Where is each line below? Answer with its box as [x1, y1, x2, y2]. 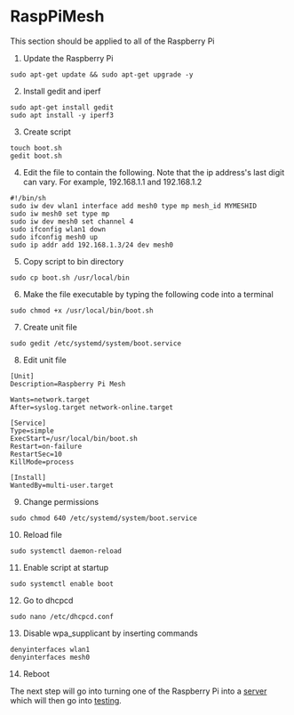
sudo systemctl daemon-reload [10, 546, 123, 556]
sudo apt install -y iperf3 [10, 110, 115, 119]
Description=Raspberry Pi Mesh [10, 379, 126, 388]
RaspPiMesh [10, 6, 105, 27]
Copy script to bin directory [22, 256, 124, 266]
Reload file [22, 529, 63, 540]
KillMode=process [10, 457, 75, 467]
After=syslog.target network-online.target [10, 402, 174, 411]
